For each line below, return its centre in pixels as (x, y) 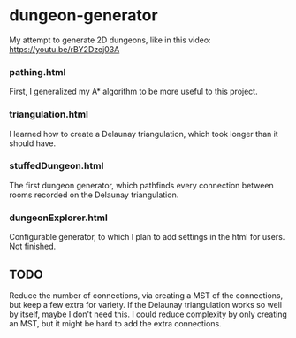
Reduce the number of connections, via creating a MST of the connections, (146, 295)
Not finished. (33, 246)
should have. (32, 143)
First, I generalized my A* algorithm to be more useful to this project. (133, 92)
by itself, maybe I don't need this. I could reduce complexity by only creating (148, 314)
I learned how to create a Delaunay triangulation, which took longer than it (144, 134)
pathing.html (38, 72)
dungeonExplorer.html (58, 218)
